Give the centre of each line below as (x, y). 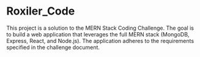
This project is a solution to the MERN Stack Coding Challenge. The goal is (100, 28)
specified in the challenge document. (53, 47)
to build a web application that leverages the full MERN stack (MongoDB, (98, 34)
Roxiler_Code (41, 11)
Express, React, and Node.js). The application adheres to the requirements (100, 41)
